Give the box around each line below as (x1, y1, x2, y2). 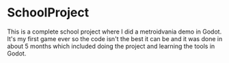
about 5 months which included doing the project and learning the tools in (7, 42, 215, 50)
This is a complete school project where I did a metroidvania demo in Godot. (7, 27, 222, 36)
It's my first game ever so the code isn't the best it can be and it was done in (7, 34, 223, 42)
